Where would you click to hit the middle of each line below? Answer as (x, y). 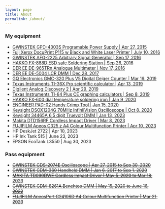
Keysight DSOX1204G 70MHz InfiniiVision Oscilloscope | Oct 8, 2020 (82, 110)
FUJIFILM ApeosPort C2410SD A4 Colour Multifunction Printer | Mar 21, (85, 196)
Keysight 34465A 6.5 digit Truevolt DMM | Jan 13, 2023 (68, 115)
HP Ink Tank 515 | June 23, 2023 (45, 136)
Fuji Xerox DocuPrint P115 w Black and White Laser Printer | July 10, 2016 (86, 52)
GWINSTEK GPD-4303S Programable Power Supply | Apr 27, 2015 (79, 47)
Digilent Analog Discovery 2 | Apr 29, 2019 (55, 89)
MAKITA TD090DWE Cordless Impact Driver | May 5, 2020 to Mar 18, (82, 175)
